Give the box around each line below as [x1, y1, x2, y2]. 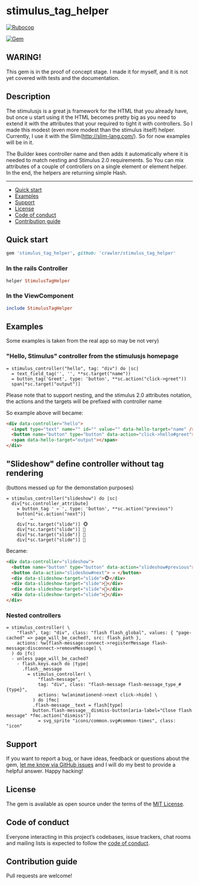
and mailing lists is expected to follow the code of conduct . [6, 839, 150, 847]
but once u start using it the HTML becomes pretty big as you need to [6, 114, 176, 121]
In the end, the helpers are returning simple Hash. [6, 169, 127, 176]
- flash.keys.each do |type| [17, 661, 89, 667]
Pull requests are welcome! [6, 872, 72, 880]
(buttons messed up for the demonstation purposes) [6, 484, 134, 491]
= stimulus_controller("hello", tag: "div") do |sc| [6, 365, 139, 371]
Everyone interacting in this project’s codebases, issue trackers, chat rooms [6, 833, 191, 840]
